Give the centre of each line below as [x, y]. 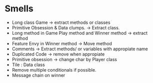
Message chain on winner [38, 75]
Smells [19, 9]
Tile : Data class [28, 65]
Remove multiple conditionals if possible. [54, 70]
